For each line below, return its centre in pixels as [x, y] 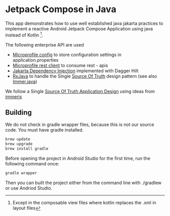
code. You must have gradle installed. [45, 130]
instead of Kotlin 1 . [24, 34]
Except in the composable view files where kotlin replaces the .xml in [84, 202]
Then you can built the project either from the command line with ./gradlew [83, 183]
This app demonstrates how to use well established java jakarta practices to [84, 23]
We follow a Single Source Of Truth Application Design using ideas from [80, 91]
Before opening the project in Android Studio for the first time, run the [78, 158]
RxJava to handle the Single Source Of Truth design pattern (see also [85, 76]
